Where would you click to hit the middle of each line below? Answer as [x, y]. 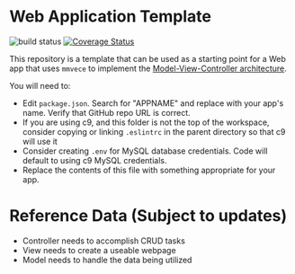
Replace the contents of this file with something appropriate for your [149, 170]
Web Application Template [110, 17]
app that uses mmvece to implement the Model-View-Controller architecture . [148, 68]
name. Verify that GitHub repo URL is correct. [106, 112]
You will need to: [40, 85]
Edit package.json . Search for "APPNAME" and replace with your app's [153, 103]
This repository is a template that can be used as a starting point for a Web [147, 58]
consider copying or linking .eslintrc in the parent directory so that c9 [154, 131]
